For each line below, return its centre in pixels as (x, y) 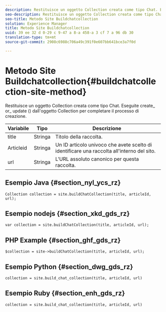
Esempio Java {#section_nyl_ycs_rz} (63, 183)
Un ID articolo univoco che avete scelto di (104, 145)
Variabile (18, 128)
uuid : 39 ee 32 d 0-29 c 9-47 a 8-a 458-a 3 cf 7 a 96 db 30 (69, 33)
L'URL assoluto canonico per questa (97, 159)
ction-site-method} (46, 92)
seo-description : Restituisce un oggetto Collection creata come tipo (79, 14)
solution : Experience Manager (36, 24)
